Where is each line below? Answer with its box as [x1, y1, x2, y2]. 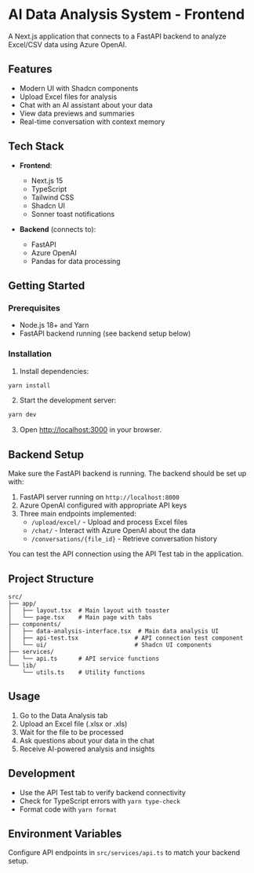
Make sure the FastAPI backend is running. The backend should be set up [8, 469, 247, 479]
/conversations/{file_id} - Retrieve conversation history [31, 534, 218, 544]
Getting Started [8, 279, 85, 292]
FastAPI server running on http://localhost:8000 [19, 493, 180, 502]
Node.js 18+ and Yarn [19, 321, 89, 330]
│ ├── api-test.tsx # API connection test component [8, 634, 244, 642]
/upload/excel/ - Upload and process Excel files [31, 517, 188, 527]
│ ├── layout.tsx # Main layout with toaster [8, 607, 170, 614]
